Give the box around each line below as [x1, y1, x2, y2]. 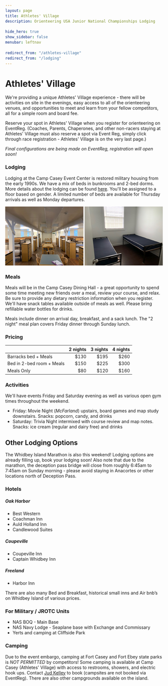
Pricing [5, 333, 23, 340]
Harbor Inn [12, 580, 35, 586]
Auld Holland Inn [12, 522, 47, 528]
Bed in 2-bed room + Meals [7, 361, 65, 367]
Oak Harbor [5, 498, 30, 504]
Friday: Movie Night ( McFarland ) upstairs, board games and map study [12, 408, 159, 414]
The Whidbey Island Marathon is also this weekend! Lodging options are [5, 452, 154, 458]
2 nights [68, 346, 86, 352]
